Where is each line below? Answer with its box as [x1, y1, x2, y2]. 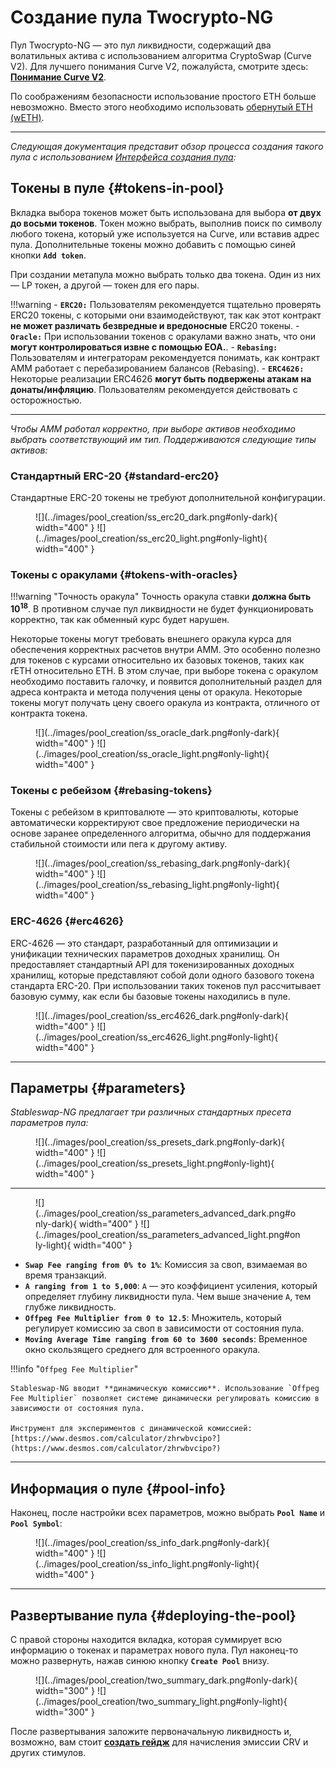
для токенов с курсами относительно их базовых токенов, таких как [10, 654, 305, 666]
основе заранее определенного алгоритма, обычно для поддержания [10, 827, 311, 840]
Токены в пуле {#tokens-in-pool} [10, 180, 225, 197]
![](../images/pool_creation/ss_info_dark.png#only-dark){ [35, 1537, 270, 1549]
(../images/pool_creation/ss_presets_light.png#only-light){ [35, 1157, 275, 1170]
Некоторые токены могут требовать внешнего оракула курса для [10, 633, 292, 645]
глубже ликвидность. [24, 1301, 117, 1313]
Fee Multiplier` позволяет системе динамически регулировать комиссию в [10, 1394, 320, 1404]
